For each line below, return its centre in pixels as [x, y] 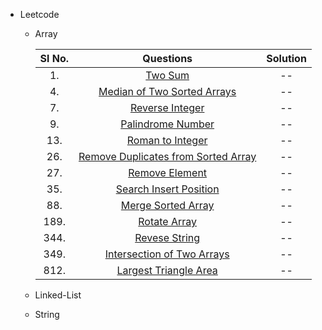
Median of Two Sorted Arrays [167, 91]
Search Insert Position [167, 189]
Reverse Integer [167, 107]
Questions [167, 58]
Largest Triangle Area [167, 270]
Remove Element [168, 172]
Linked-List [58, 295]
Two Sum [167, 75]
